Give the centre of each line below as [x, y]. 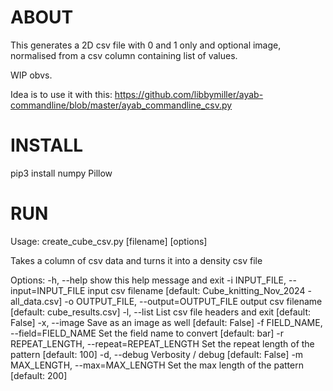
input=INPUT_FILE [48, 290]
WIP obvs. [31, 75]
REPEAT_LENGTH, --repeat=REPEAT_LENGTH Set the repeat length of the [162, 343]
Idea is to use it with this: [61, 94]
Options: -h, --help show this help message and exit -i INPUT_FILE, [148, 280]
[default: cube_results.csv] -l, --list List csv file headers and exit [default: [161, 312]
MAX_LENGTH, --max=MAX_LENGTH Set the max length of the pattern [157, 365]
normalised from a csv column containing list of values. [124, 55]
